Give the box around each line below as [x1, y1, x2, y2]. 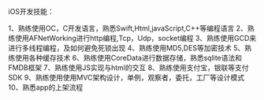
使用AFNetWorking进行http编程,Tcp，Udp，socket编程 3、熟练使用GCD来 [14, 34, 257, 43]
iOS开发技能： [8, 7, 55, 16]
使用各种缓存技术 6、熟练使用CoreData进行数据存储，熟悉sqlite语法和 [14, 54, 243, 62]
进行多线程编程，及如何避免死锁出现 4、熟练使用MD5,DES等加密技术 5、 [8, 43, 245, 53]
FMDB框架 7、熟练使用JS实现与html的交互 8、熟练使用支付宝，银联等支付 [8, 63, 250, 72]
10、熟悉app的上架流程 [8, 83, 84, 92]
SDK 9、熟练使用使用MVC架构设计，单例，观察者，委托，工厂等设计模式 [8, 73, 245, 82]
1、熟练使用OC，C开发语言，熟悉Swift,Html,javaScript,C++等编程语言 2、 [8, 24, 248, 33]
